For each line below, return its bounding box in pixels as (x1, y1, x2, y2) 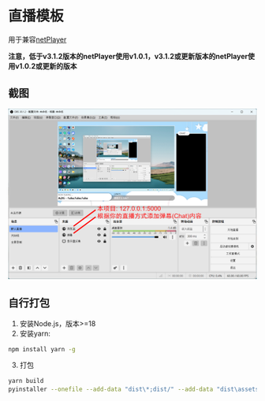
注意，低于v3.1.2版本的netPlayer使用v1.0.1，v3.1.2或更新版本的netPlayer (8, 51, 248, 61)
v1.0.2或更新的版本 (14, 61, 77, 71)
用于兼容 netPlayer (8, 35, 67, 44)
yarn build (8, 377, 44, 385)
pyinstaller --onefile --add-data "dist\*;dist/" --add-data (8, 385, 214, 394)
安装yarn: (19, 329, 51, 338)
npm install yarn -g (8, 345, 77, 353)
